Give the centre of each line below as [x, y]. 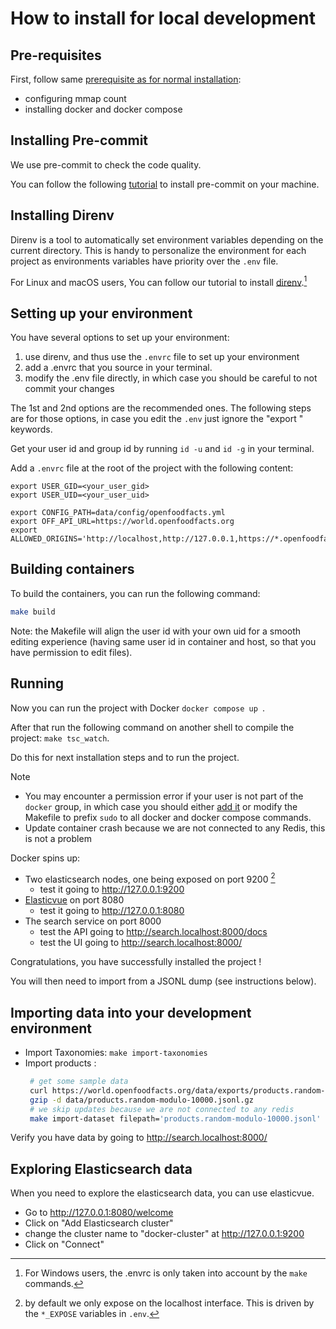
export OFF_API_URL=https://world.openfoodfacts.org [122, 522]
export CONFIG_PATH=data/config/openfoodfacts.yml [118, 513]
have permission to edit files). [71, 652]
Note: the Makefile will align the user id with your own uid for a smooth [156, 631]
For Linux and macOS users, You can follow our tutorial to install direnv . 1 [159, 281]
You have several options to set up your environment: [120, 338]
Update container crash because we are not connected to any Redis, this [175, 828]
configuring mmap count [75, 98]
